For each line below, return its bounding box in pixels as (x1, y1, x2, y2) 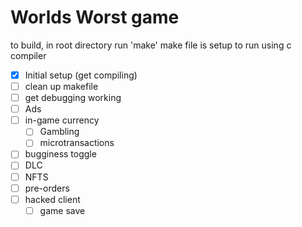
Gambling (39, 126, 80, 138)
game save (39, 204, 86, 216)
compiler (10, 49, 47, 61)
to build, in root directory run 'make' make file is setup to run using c (10, 39, 292, 51)
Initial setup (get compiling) (24, 69, 138, 81)
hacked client (24, 193, 81, 205)
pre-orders (24, 182, 70, 194)
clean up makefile (24, 81, 99, 92)
